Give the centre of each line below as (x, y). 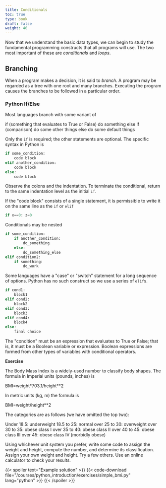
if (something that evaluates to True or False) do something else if (72, 124)
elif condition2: (23, 257)
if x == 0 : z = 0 (19, 215)
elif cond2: (17, 299)
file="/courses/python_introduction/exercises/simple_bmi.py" (68, 475)
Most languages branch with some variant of (51, 115)
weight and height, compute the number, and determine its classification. (80, 450)
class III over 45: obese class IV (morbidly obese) (55, 435)
